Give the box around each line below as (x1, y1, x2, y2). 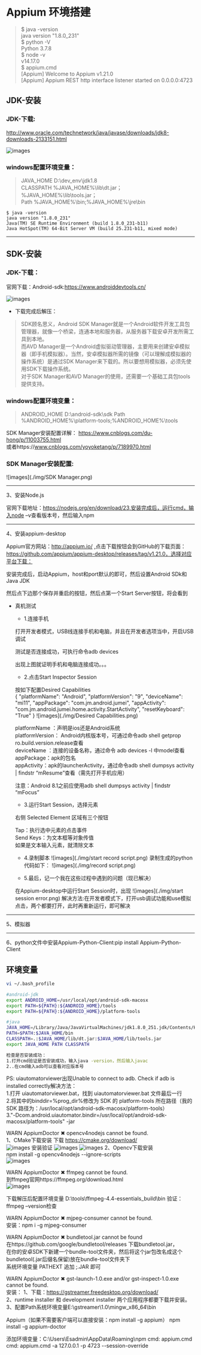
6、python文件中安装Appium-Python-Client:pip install (6, 939, 139, 946)
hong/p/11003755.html (6, 435, 62, 443)
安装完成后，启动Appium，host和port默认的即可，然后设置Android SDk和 (6, 570, 187, 578)
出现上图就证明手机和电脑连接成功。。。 (14, 661, 109, 668)
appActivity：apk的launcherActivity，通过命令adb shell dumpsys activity (14, 762, 194, 769)
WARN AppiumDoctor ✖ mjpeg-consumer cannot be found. (6, 1214, 153, 1222)
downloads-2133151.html (6, 135, 67, 143)
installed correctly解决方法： (6, 1082, 77, 1090)
